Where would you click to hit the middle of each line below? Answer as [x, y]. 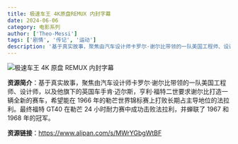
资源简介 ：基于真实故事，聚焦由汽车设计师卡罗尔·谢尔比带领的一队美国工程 [117, 83]
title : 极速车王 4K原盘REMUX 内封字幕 [59, 14]
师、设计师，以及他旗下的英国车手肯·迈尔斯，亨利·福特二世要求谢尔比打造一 [118, 91]
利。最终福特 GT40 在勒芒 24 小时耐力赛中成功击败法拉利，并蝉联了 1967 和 [118, 109]
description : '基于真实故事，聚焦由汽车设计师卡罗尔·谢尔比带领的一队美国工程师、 [115, 47]
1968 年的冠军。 [31, 118]
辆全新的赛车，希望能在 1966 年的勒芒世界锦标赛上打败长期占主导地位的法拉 [119, 100]
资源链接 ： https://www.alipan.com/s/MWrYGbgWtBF [85, 133]
